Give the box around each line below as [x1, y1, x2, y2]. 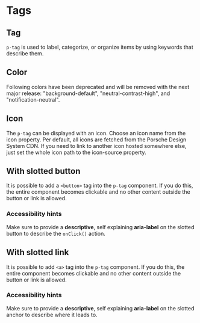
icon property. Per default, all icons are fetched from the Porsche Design [6, 136, 187, 143]
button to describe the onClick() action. [6, 230, 105, 237]
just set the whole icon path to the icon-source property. [6, 149, 146, 156]
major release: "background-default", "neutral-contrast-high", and [6, 90, 170, 97]
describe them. [6, 50, 44, 57]
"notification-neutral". [6, 96, 60, 103]
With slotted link [6, 247, 69, 257]
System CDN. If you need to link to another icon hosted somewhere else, [6, 142, 187, 149]
